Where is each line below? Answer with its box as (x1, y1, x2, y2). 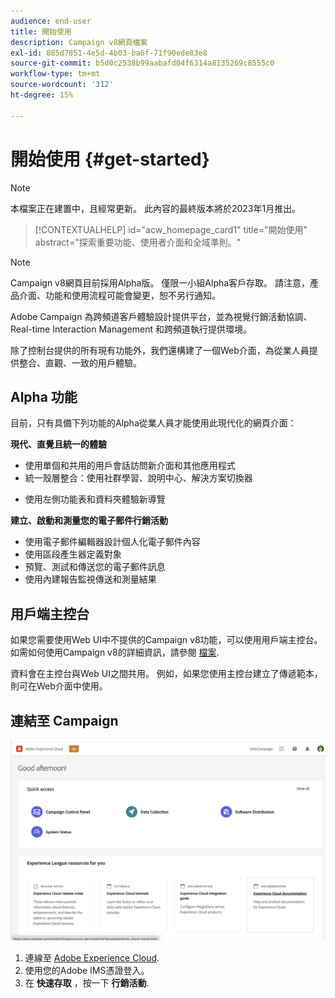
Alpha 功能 (10, 388, 78, 405)
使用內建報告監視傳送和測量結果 (24, 573, 157, 585)
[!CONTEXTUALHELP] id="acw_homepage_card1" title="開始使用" (34, 223, 308, 235)
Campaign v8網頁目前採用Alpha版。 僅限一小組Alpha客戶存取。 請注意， (10, 276, 311, 289)
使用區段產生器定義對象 (24, 548, 122, 560)
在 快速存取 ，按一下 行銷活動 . (24, 977, 150, 989)
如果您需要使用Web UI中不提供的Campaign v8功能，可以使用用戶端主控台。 (10, 634, 323, 646)
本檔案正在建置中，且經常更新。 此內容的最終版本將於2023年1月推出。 (10, 202, 302, 214)
